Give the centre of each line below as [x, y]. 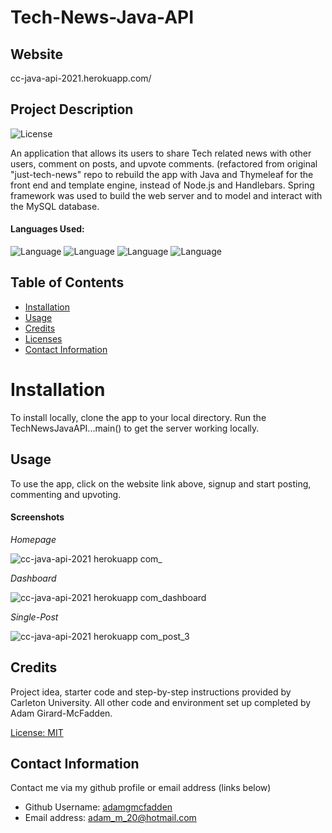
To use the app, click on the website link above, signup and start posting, [161, 483]
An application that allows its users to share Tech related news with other [161, 153]
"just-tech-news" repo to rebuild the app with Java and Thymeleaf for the [162, 174]
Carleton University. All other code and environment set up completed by [161, 702]
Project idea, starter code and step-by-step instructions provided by [151, 692]
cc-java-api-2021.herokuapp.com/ [81, 78]
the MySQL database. [55, 206]
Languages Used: [47, 229]
